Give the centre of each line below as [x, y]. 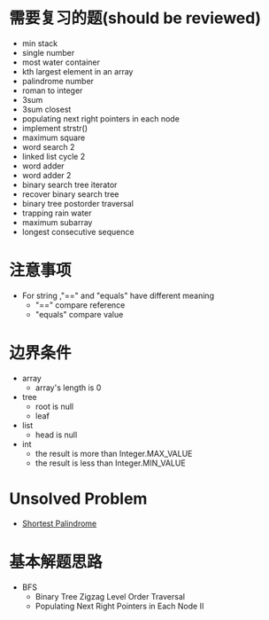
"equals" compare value [79, 314]
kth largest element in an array [77, 71]
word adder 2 [46, 175]
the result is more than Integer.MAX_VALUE [114, 453]
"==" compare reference [80, 305]
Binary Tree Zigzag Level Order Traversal [110, 596]
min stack [40, 43]
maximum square [54, 137]
